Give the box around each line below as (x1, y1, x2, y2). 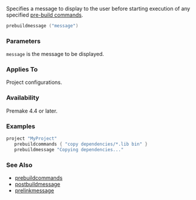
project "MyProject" (6, 136, 58, 142)
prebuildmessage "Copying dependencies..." (14, 146, 124, 152)
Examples (6, 122, 36, 130)
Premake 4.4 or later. (6, 107, 58, 114)
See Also (6, 161, 33, 169)
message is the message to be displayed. (6, 51, 104, 58)
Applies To (6, 65, 38, 74)
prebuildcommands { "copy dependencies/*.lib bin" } (14, 141, 148, 147)
